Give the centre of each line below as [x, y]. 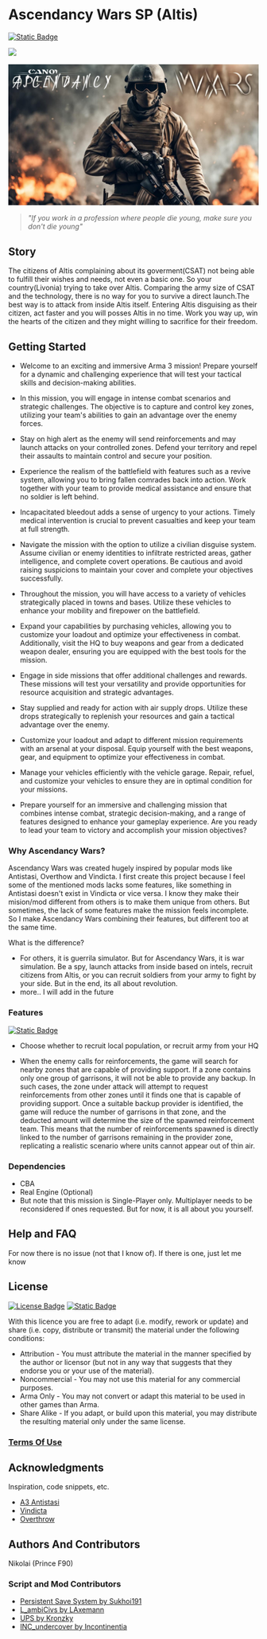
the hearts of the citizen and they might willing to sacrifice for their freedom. [133, 322]
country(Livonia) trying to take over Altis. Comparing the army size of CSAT [132, 288]
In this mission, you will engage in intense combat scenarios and [125, 398]
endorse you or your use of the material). [87, 1371]
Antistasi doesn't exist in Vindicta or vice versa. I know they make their [124, 894]
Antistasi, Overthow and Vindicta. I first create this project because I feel [127, 877]
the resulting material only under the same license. [103, 1421]
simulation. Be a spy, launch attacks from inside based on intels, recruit [136, 967]
